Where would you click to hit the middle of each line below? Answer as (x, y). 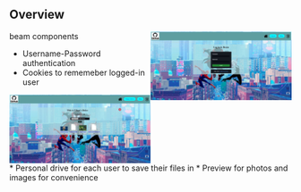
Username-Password (61, 54)
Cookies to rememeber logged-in (83, 72)
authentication (49, 63)
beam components (44, 36)
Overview (37, 15)
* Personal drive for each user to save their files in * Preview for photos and (149, 168)
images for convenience (54, 177)
